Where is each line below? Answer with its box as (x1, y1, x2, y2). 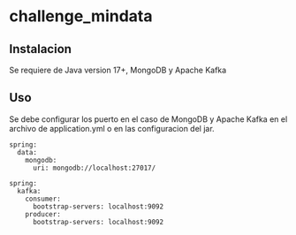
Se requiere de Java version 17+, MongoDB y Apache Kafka (9, 64, 227, 75)
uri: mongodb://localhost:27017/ (32, 163, 156, 172)
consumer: (25, 194, 62, 203)
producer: (25, 209, 62, 218)
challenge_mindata (9, 6, 153, 27)
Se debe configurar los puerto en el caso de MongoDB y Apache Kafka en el (9, 113, 288, 125)
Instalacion (9, 42, 72, 57)
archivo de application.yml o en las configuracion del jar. (9, 123, 215, 133)
